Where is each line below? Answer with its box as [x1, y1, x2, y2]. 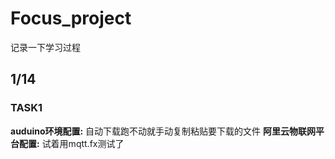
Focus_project [10, 7, 132, 30]
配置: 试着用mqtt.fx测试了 [18, 137, 125, 149]
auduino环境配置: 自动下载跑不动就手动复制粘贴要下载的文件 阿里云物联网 [10, 125, 317, 137]
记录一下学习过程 [10, 41, 81, 53]
